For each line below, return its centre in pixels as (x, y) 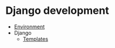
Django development (58, 11)
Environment (29, 27)
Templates (35, 39)
